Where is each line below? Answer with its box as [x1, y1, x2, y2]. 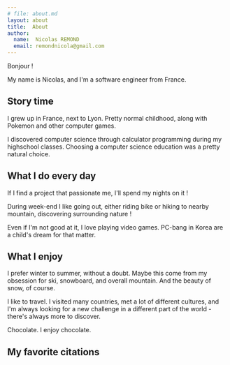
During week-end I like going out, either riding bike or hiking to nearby [7, 202, 210, 210]
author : [7, 29, 30, 37]
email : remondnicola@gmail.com [13, 43, 105, 50]
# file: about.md [7, 10, 58, 17]
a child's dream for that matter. [7, 230, 96, 239]
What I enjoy [7, 251, 64, 262]
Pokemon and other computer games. [7, 121, 117, 130]
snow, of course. [7, 284, 56, 292]
